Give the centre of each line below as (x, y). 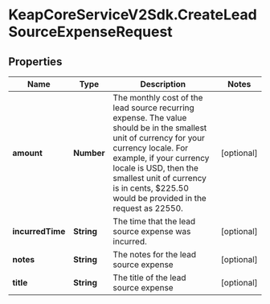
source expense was (152, 231)
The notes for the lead (155, 255)
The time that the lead (154, 221)
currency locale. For (151, 148)
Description (163, 84)
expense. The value (150, 118)
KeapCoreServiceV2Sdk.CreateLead (133, 15)
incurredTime (39, 231)
